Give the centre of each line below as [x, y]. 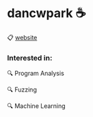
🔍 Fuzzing [22, 89]
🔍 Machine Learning [37, 106]
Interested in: [30, 58]
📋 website [22, 37]
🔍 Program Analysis [36, 74]
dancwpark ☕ [47, 13]
